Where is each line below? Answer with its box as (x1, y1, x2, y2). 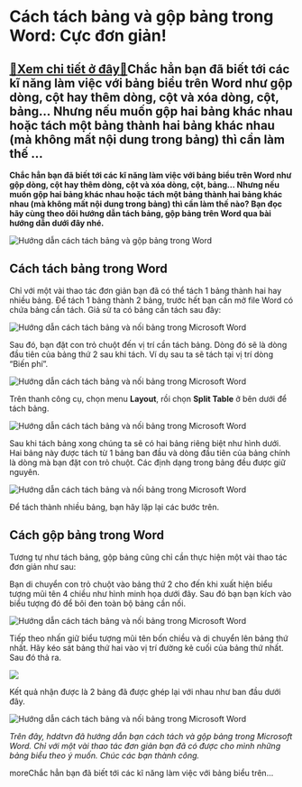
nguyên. (9, 466, 41, 477)
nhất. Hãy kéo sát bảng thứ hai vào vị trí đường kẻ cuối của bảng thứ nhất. (9, 642, 284, 653)
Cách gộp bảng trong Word (9, 527, 165, 543)
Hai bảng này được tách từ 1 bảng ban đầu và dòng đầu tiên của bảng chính (9, 447, 291, 458)
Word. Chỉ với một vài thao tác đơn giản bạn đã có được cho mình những (9, 740, 281, 751)
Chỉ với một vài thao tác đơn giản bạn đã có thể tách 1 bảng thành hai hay (9, 285, 282, 296)
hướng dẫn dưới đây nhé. (9, 218, 105, 228)
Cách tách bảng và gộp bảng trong (9, 6, 274, 27)
